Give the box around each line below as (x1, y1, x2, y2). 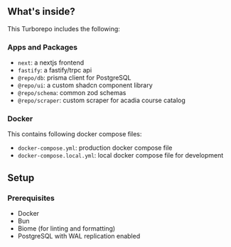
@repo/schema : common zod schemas (17, 89, 127, 97)
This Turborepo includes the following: (7, 24, 121, 33)
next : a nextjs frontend (17, 58, 85, 67)
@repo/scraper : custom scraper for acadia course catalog (17, 96, 186, 105)
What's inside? (7, 6, 76, 18)
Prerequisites (7, 193, 55, 203)
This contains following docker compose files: (7, 130, 142, 138)
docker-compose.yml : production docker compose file (17, 143, 173, 152)
